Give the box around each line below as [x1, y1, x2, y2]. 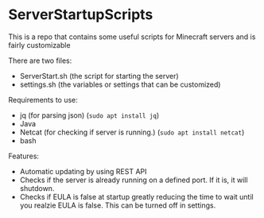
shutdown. [19, 183, 55, 193]
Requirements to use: [8, 95, 78, 104]
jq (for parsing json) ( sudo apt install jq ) [19, 110, 160, 120]
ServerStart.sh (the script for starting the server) [19, 71, 179, 80]
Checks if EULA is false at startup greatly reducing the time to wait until [19, 192, 254, 201]
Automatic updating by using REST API [19, 166, 147, 176]
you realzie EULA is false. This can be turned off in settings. [19, 200, 216, 210]
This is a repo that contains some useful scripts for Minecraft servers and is [8, 32, 256, 41]
